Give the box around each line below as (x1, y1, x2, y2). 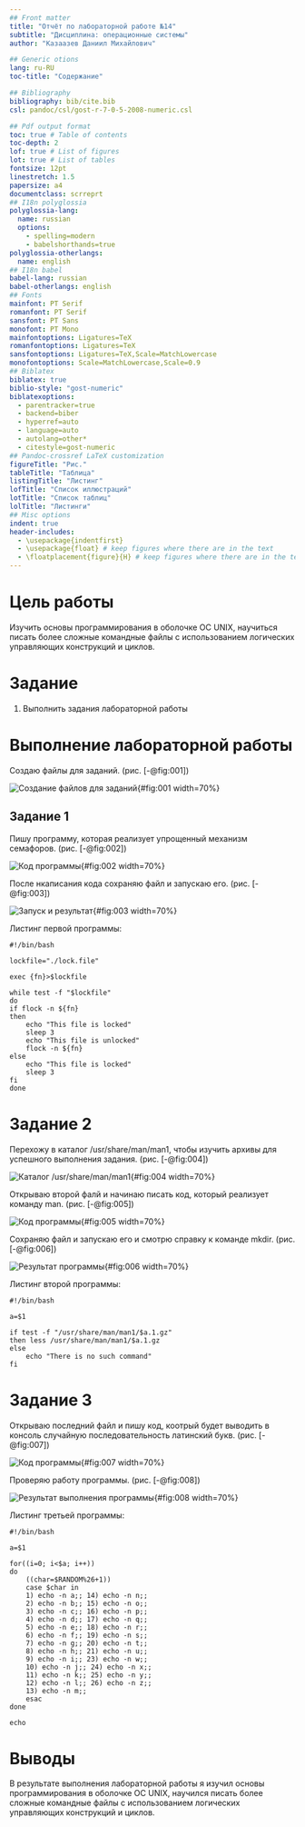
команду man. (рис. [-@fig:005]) (9, 1198, 134, 1209)
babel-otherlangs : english (9, 283, 112, 292)
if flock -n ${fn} (9, 1003, 79, 1013)
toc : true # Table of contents (9, 130, 128, 139)
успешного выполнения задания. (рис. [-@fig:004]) (9, 1153, 209, 1164)
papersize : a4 (9, 181, 64, 190)
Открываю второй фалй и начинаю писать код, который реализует (9, 1188, 270, 1200)
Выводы (9, 1748, 75, 1769)
